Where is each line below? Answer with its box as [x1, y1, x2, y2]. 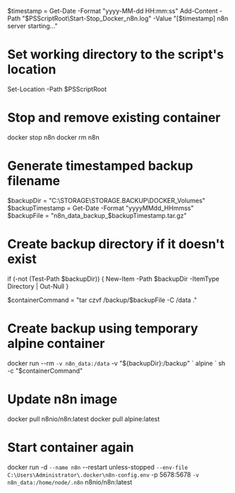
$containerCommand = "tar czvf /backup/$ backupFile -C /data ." [7, 296, 198, 304]
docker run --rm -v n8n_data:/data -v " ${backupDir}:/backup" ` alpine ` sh [7, 359, 226, 367]
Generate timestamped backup [7, 158, 193, 174]
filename [7, 173, 61, 189]
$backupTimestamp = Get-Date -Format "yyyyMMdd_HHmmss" [7, 204, 194, 212]
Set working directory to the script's [7, 47, 224, 63]
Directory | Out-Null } [7, 282, 69, 290]
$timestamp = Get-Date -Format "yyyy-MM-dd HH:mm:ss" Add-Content [7, 7, 218, 15]
